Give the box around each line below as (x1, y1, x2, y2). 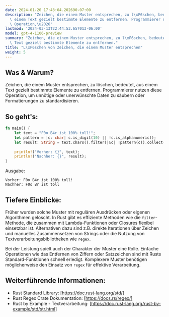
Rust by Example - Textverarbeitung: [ (12, 300, 92, 306)
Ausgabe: (5, 168, 25, 174)
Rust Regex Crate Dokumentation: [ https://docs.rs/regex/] (12, 295, 133, 301)
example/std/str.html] (12, 306, 57, 312)
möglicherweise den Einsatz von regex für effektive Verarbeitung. (5, 261, 141, 268)
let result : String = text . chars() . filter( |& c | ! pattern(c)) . (14, 140, 147, 145)
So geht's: (5, 112, 38, 121)
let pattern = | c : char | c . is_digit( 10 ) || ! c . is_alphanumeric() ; (14, 135, 156, 140)
